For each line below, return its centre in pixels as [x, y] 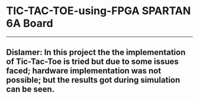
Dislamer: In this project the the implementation [96, 52]
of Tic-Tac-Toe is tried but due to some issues [92, 62]
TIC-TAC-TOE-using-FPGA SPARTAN [99, 11]
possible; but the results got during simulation [93, 80]
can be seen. [31, 89]
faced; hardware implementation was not [84, 71]
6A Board [30, 23]
